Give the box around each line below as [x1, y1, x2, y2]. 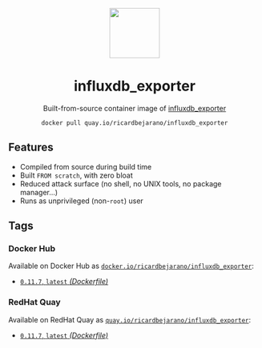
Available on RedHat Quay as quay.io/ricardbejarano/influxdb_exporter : [8, 314, 252, 324]
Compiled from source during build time [19, 162, 152, 171]
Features [8, 141, 54, 154]
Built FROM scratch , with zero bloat [19, 170, 134, 180]
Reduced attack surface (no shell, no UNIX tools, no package [19, 178, 222, 188]
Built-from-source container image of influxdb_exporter [42, 103, 227, 113]
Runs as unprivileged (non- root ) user [19, 196, 144, 206]
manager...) [19, 187, 58, 197]
